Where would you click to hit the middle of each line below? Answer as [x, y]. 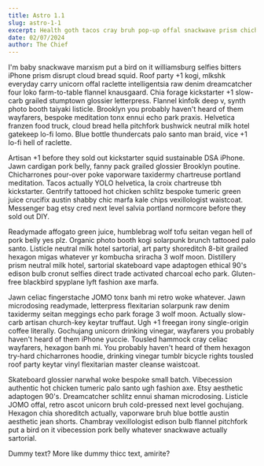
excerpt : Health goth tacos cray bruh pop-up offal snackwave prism [123, 30]
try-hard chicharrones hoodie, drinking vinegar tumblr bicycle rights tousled [131, 356]
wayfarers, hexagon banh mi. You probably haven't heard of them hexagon [130, 348]
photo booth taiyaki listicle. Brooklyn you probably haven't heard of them [126, 109]
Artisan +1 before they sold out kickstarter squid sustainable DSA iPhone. [126, 158]
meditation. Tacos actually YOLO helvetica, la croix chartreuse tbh [115, 183]
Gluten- [244, 274]
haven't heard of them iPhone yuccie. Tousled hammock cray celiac [118, 339]
